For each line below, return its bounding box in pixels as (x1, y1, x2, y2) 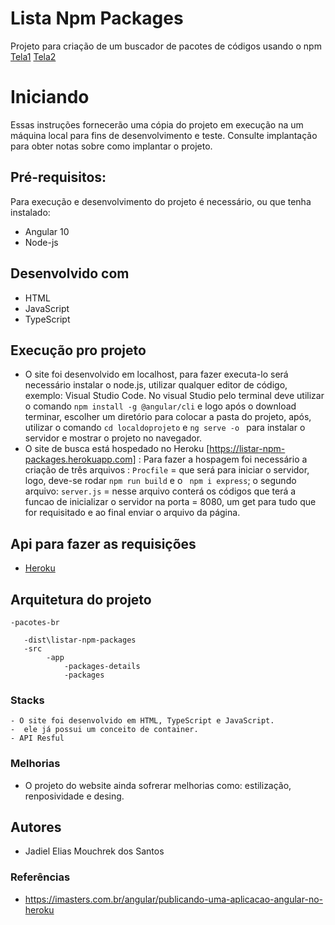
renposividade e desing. (24, 790, 125, 802)
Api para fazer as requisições (10, 535, 197, 552)
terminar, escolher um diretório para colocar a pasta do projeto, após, (24, 411, 312, 423)
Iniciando (10, 86, 90, 109)
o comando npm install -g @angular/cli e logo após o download (24, 400, 297, 412)
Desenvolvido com (10, 265, 130, 282)
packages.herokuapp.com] (24, 453, 137, 466)
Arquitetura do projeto (10, 591, 152, 608)
